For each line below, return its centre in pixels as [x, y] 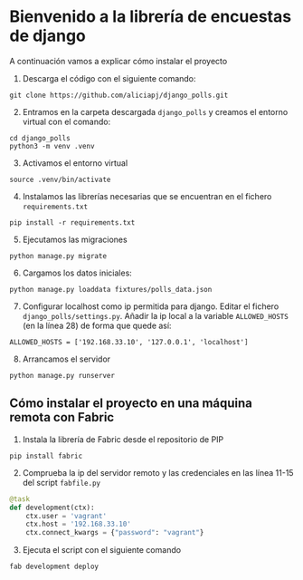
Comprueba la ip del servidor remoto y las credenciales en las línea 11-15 [158, 472]
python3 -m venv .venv [52, 146]
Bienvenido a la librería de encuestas [151, 17]
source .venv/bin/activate [60, 179]
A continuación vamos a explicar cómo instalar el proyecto [118, 61]
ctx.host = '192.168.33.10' [78, 524]
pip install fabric [46, 456]
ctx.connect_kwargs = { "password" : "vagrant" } [115, 533]
